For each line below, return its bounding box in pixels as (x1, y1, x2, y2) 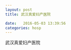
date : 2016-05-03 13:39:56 (5, 21, 66, 26)
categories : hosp (5, 25, 41, 30)
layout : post (5, 7, 32, 12)
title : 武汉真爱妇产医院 (5, 12, 51, 17)
